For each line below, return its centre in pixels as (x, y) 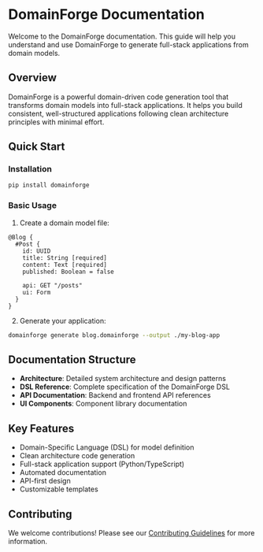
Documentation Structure (72, 359)
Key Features (41, 428)
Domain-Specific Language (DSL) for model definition (107, 447)
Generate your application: (63, 320)
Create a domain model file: (65, 223)
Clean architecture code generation (77, 456)
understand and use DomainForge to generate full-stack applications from (129, 44)
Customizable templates (59, 489)
